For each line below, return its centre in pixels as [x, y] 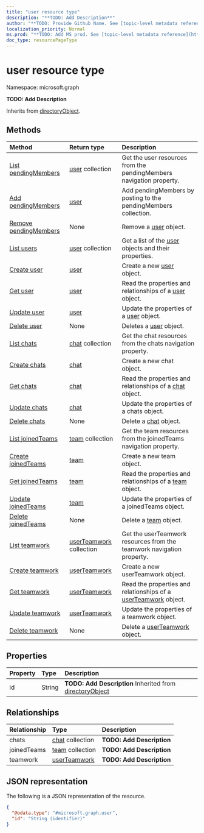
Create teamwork [34, 570]
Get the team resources [155, 431]
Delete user [26, 325]
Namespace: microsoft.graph [43, 87]
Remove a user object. [154, 227]
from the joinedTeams [153, 438]
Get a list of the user [151, 240]
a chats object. [143, 411]
